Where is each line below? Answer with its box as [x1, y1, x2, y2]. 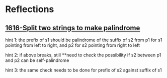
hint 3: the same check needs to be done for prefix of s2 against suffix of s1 [5, 67, 162, 73]
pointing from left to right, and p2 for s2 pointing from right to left [5, 42, 140, 48]
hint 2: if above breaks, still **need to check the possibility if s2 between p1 [5, 52, 161, 58]
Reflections [5, 4, 54, 15]
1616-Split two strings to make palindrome [5, 24, 140, 32]
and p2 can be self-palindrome [5, 57, 69, 63]
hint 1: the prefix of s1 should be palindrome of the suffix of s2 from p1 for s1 [5, 37, 162, 43]
